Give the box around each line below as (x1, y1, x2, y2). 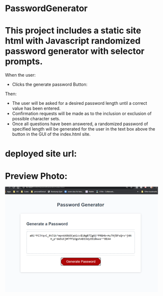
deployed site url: (5, 148, 77, 159)
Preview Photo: (5, 170, 68, 181)
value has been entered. (12, 105, 61, 112)
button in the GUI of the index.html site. (12, 132, 91, 137)
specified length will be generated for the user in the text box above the (12, 126, 155, 132)
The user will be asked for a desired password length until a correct (12, 100, 147, 106)
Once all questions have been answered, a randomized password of (12, 121, 148, 127)
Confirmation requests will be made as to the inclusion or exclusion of (12, 111, 152, 116)
